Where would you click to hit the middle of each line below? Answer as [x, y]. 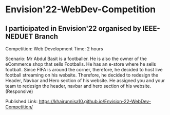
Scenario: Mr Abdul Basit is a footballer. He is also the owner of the [76, 59]
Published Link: [22, 101]
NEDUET [19, 36]
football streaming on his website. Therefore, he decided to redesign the [82, 75]
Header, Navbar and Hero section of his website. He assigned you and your [85, 80]
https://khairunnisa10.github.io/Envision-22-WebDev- [95, 101]
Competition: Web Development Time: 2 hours [54, 49]
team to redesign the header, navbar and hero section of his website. [78, 86]
